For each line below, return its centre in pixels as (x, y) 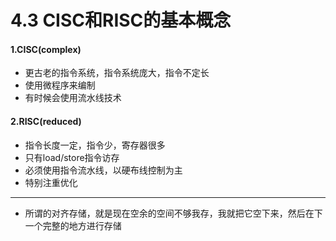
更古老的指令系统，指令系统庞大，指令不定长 (117, 73)
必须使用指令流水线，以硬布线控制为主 (103, 170)
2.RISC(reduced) (46, 121)
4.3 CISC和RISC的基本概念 (121, 20)
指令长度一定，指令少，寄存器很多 (95, 145)
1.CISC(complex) (46, 49)
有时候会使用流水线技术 (73, 98)
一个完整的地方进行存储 (73, 225)
